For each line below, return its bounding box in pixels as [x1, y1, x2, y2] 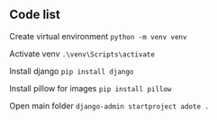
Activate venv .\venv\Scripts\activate [9, 48, 156, 59]
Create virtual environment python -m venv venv [9, 30, 187, 41]
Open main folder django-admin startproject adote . [9, 100, 210, 111]
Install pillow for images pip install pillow [9, 82, 172, 93]
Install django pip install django [9, 65, 134, 76]
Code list [9, 7, 60, 22]
